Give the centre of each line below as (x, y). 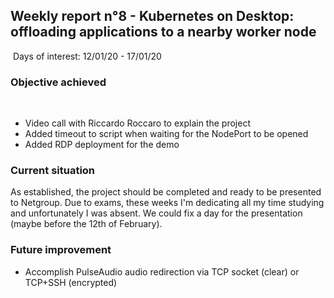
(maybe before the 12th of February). (86, 224)
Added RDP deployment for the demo (102, 145)
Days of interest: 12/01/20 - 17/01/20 (87, 56)
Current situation (53, 171)
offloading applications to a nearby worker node (163, 32)
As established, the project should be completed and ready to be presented (166, 192)
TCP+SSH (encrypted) (71, 282)
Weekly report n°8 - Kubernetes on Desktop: (152, 16)
